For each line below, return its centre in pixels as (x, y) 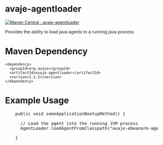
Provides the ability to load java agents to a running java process (70, 32)
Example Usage (37, 101)
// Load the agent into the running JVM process (79, 123)
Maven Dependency (47, 51)
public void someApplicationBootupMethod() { (70, 113)
